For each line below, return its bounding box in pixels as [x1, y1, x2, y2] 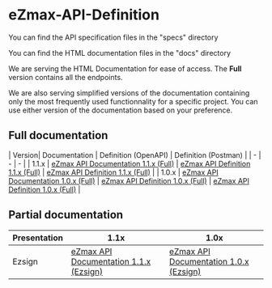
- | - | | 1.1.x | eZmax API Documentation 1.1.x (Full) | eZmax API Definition [8, 159, 251, 168]
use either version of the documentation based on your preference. [8, 105, 233, 115]
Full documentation [8, 129, 108, 142]
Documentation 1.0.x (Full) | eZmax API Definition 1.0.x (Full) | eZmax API [8, 176, 249, 185]
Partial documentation [8, 208, 124, 222]
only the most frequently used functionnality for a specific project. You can [8, 96, 258, 106]
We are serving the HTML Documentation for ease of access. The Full [8, 63, 242, 74]
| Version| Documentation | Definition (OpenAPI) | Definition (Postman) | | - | [8, 150, 261, 159]
